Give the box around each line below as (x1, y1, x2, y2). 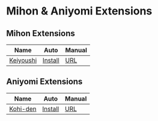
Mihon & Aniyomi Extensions (6, 4, 153, 18)
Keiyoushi (9, 56, 37, 64)
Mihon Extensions (6, 28, 75, 39)
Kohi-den (9, 104, 37, 113)
